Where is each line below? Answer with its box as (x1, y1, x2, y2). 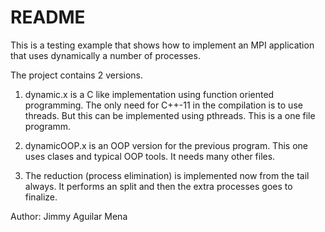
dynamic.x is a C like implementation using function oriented (24, 88, 275, 100)
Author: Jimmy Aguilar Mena (10, 210, 128, 222)
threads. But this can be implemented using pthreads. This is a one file (24, 109, 316, 121)
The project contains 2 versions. (10, 69, 144, 81)
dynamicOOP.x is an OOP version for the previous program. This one (24, 139, 308, 151)
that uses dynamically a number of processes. (10, 49, 201, 61)
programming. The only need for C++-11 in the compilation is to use (24, 99, 303, 111)
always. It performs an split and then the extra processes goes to (24, 180, 293, 192)
